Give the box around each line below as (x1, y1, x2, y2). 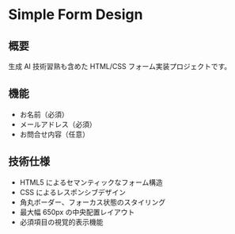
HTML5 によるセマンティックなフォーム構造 (19, 177, 164, 187)
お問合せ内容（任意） (19, 129, 89, 139)
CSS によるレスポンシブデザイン (19, 187, 127, 197)
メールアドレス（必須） (19, 119, 97, 129)
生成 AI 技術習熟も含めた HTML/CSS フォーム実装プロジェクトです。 (8, 62, 232, 71)
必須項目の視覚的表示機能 (19, 217, 104, 227)
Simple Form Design (8, 6, 143, 24)
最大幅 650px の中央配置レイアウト (19, 207, 135, 217)
